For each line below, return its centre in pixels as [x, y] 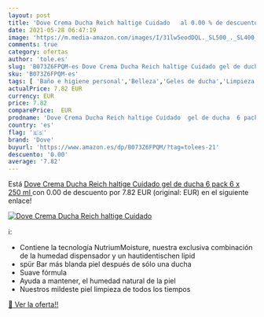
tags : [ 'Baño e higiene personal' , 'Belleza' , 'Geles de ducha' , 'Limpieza [132, 81]
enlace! [20, 201]
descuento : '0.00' [38, 154]
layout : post [29, 15]
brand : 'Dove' [31, 140]
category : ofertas [38, 52]
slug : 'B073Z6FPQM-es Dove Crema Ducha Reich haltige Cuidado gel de [125, 67]
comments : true [33, 45]
